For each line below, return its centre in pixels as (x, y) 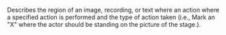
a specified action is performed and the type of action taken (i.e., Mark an (111, 17)
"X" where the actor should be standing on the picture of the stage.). (104, 24)
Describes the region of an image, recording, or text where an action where (113, 10)
